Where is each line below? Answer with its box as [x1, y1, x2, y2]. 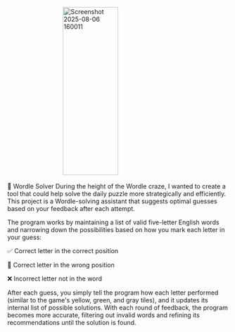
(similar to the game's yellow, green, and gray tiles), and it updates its [7, 296, 209, 304]
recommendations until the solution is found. [7, 319, 136, 326]
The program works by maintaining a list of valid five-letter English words [7, 218, 220, 226]
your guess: [7, 233, 42, 241]
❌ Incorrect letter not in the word [7, 274, 103, 283]
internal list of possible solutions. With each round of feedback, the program [7, 303, 229, 312]
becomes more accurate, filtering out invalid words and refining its [7, 311, 201, 319]
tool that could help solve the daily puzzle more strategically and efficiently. [7, 190, 227, 198]
